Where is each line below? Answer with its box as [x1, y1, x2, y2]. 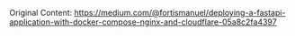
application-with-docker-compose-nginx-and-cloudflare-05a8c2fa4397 [9, 17, 277, 27]
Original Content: [9, 8, 73, 18]
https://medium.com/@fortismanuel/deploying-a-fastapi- [74, 8, 286, 18]
